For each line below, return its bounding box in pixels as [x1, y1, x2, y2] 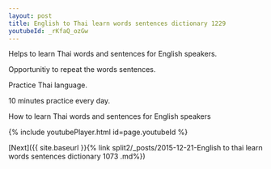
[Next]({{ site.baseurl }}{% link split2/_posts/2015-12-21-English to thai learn [8, 143, 263, 153]
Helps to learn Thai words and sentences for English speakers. [8, 49, 218, 59]
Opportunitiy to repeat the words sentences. [8, 65, 156, 74]
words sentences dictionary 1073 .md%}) [8, 151, 146, 162]
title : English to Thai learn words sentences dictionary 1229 [8, 19, 227, 27]
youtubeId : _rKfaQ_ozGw [8, 27, 89, 35]
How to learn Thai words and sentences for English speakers [8, 112, 212, 121]
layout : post [8, 11, 53, 20]
